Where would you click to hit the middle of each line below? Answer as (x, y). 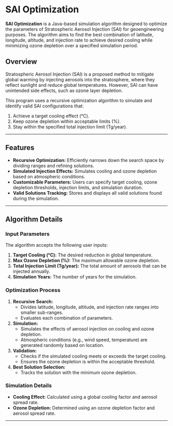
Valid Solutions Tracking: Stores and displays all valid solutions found (87, 193)
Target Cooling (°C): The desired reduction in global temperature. (83, 255)
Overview (21, 62)
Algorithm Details (34, 219)
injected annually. (31, 271)
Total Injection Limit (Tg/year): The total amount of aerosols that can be (89, 266)
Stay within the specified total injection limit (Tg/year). (70, 126)
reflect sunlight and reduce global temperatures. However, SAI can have (82, 85)
